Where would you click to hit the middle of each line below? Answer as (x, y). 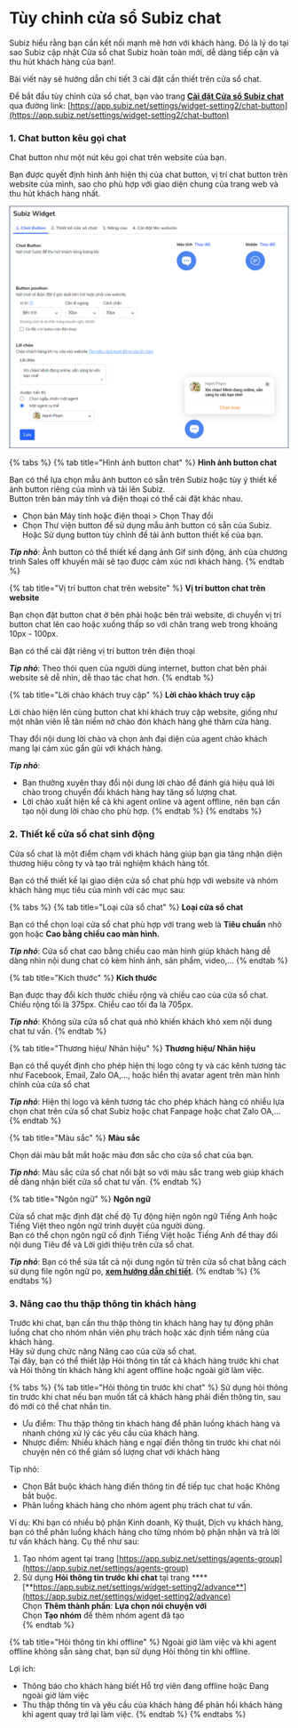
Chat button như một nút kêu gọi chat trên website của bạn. (118, 157)
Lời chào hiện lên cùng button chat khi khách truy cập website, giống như (143, 712)
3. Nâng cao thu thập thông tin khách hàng (103, 1304)
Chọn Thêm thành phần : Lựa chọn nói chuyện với (114, 1605)
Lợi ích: (23, 1668)
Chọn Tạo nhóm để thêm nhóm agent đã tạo (103, 1615)
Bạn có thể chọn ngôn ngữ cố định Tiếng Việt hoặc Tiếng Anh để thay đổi (144, 1234)
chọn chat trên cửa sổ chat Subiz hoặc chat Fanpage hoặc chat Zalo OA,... (145, 1111)
